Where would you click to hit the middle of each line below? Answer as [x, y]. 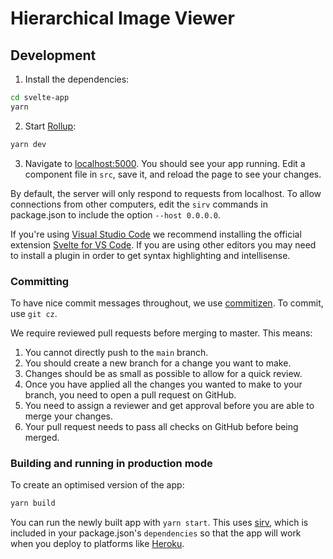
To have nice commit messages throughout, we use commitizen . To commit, [167, 303]
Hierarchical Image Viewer [122, 18]
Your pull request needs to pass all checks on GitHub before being [161, 426]
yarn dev [28, 144]
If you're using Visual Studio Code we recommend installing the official [156, 234]
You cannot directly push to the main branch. [116, 352]
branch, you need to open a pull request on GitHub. [130, 394]
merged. [42, 437]
